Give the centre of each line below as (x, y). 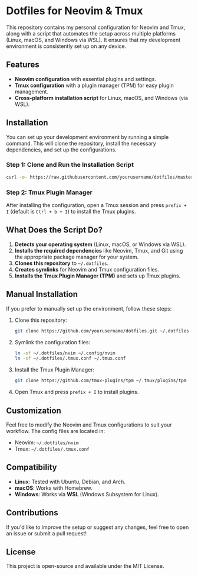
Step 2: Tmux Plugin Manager (49, 192)
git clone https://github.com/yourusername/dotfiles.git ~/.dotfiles (102, 331)
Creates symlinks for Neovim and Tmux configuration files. (87, 269)
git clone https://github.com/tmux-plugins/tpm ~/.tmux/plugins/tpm (100, 381)
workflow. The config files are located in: (56, 431)
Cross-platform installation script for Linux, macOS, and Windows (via (101, 98)
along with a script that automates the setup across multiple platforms (91, 33)
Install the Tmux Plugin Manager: (55, 370)
